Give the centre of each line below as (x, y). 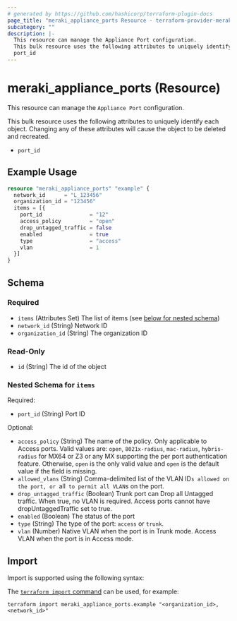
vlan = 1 (60, 248)
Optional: (20, 428)
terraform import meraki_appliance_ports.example (82, 605)
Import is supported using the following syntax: (76, 578)
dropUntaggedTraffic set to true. (65, 509)
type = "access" (71, 241)
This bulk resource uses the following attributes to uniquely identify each (113, 121)
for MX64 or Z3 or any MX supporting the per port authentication (133, 457)
